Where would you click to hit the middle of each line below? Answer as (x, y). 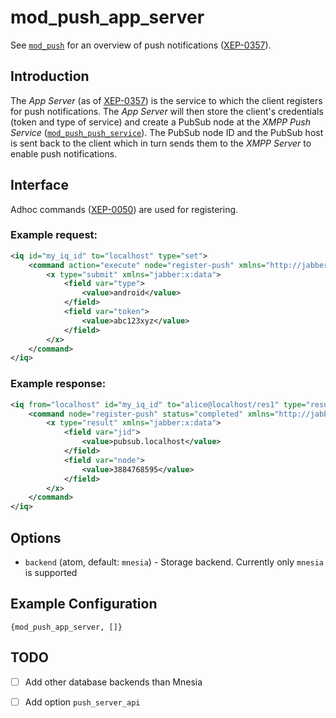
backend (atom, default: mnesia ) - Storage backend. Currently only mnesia (174, 562)
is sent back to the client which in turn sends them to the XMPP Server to (161, 143)
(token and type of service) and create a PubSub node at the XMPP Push (160, 122)
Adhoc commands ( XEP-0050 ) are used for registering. (124, 209)
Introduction (50, 76)
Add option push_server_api (82, 702)
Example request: (54, 235)
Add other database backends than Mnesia (113, 682)
